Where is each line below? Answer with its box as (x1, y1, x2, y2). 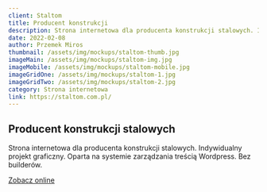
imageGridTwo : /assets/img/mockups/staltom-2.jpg (8, 78, 176, 86)
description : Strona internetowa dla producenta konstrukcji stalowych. (8, 26, 254, 34)
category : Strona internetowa (8, 85, 109, 94)
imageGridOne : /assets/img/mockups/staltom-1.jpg (8, 71, 176, 79)
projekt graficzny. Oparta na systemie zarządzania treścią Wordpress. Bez (8, 152, 252, 161)
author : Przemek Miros (8, 41, 83, 49)
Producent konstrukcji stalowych (8, 122, 176, 136)
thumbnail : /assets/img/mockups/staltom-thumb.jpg (8, 48, 180, 56)
